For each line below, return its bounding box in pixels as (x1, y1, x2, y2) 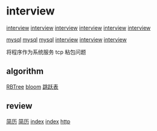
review (6, 101, 33, 111)
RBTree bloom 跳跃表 (6, 83, 59, 90)
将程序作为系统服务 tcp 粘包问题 (6, 48, 86, 56)
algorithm (6, 66, 44, 77)
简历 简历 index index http (6, 118, 71, 125)
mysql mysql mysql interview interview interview (6, 36, 127, 43)
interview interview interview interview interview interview (6, 24, 151, 31)
